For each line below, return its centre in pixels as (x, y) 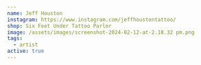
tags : (15, 39)
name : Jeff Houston (35, 13)
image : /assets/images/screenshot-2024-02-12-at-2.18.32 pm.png (101, 32)
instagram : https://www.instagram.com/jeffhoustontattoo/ (92, 20)
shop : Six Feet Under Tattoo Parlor (59, 26)
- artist (26, 45)
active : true (26, 51)
